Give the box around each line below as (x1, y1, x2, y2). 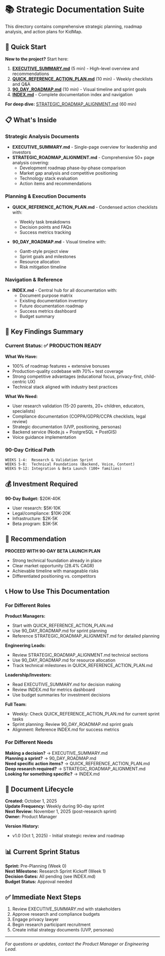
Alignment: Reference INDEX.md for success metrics (12, 727, 119, 733)
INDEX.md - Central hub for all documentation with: (12, 288, 117, 293)
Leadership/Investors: (5, 672, 52, 678)
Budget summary (19, 314, 55, 319)
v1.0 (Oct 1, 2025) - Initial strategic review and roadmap (12, 833, 125, 839)
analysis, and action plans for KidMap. (5, 28, 82, 34)
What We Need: (5, 393, 38, 399)
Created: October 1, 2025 (5, 798, 57, 804)
